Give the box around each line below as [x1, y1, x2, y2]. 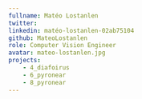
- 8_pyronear [22, 78, 67, 86]
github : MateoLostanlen [8, 34, 88, 42]
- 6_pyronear [22, 71, 67, 79]
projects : [8, 57, 42, 65]
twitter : [8, 19, 38, 27]
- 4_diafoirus [22, 64, 70, 72]
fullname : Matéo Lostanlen [8, 11, 99, 20]
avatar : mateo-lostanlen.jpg [8, 49, 106, 57]
